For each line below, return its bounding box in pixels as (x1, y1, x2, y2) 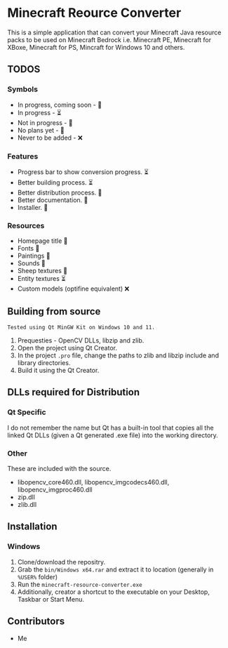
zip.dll (17, 493, 35, 501)
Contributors (7, 616, 65, 628)
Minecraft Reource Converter (7, 5, 182, 21)
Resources (7, 220, 45, 230)
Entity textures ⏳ (17, 275, 66, 283)
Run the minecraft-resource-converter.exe (17, 580, 142, 588)
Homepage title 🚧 (17, 237, 68, 245)
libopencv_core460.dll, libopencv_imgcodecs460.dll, (17, 478, 170, 487)
